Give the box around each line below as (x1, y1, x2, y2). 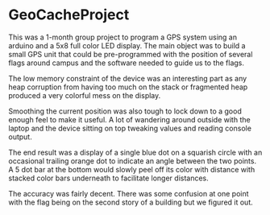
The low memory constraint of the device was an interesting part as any (8, 73, 247, 83)
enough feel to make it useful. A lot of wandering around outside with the (8, 114, 251, 124)
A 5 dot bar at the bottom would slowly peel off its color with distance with (8, 164, 255, 174)
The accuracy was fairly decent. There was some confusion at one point (8, 188, 249, 198)
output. (8, 131, 32, 142)
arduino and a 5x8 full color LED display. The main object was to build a (8, 40, 246, 50)
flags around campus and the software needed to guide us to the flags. (8, 58, 244, 68)
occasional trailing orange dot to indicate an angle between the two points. (8, 155, 256, 166)
